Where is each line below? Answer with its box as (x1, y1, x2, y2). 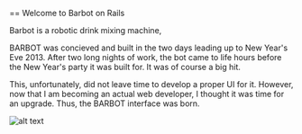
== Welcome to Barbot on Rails (9, 8, 125, 18)
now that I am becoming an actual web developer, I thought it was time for (9, 89, 285, 99)
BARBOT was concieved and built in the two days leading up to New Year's (9, 42, 288, 53)
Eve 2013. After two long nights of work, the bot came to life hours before (9, 52, 282, 62)
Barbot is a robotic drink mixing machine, (9, 25, 162, 35)
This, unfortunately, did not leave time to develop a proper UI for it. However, (9, 79, 294, 89)
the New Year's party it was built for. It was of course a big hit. (9, 62, 241, 72)
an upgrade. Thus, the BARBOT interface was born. (9, 98, 200, 109)
